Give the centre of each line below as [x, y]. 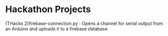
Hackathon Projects [48, 9]
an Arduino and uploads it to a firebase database [57, 28]
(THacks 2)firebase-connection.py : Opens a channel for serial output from [84, 23]
